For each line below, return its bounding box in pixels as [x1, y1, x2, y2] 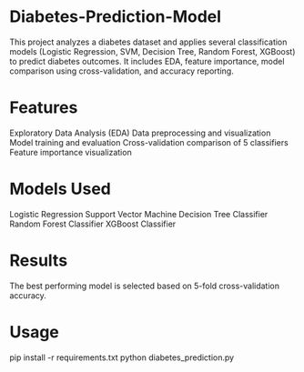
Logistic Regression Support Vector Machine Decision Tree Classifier [9, 208, 269, 219]
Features [9, 97, 78, 118]
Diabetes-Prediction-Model [9, 6, 221, 27]
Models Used [9, 179, 111, 199]
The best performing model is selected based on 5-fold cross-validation [9, 280, 280, 291]
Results [9, 250, 68, 270]
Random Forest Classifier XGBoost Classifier [9, 218, 177, 229]
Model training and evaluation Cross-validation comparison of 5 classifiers [9, 136, 289, 147]
